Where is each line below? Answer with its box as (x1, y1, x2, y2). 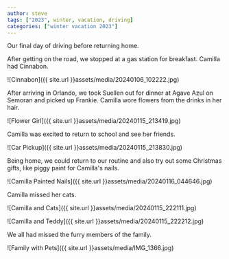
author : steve (7, 10, 48, 17)
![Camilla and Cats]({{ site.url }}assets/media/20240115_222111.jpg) (7, 204, 197, 212)
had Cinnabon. (7, 63, 49, 71)
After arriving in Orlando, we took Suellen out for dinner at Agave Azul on (7, 89, 214, 97)
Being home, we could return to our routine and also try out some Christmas (7, 157, 222, 165)
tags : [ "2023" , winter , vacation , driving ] (7, 16, 134, 23)
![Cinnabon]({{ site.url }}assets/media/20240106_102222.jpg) (7, 76, 180, 84)
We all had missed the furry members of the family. (7, 231, 152, 239)
